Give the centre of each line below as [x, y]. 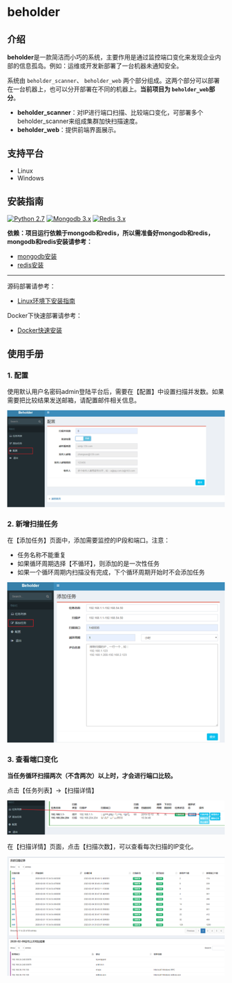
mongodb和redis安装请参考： [50, 241]
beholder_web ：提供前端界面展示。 [68, 130]
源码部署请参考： [31, 286]
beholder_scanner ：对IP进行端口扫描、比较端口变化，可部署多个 [110, 112]
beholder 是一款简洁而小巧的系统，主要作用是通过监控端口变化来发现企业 [111, 57]
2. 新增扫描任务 [33, 524]
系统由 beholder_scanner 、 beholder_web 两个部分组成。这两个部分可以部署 [114, 81]
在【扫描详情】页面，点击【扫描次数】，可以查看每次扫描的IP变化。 [102, 847]
